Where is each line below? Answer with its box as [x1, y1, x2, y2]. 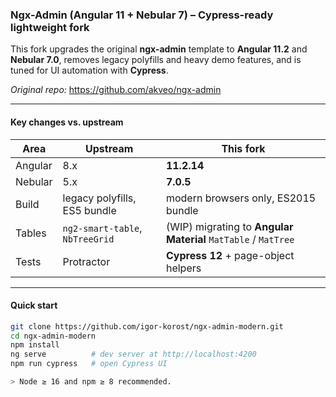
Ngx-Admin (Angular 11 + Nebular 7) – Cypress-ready [10, 8, 274, 22]
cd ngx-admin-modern [10, 331, 97, 341]
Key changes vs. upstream [10, 116, 124, 128]
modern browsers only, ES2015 [165, 191, 317, 205]
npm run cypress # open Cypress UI [10, 359, 168, 369]
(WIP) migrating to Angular [165, 219, 294, 233]
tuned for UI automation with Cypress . [10, 64, 169, 77]
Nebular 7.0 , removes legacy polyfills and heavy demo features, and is [10, 54, 302, 66]
